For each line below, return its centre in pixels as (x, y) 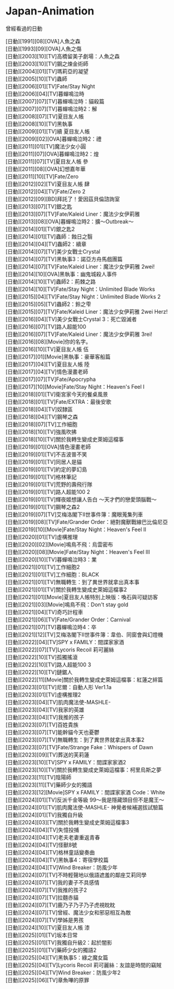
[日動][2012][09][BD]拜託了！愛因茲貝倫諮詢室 (63, 199)
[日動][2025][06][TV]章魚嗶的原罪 (48, 980)
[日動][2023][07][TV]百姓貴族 (42, 725)
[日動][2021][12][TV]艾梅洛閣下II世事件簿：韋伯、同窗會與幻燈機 (84, 634)
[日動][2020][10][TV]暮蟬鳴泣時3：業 (51, 559)
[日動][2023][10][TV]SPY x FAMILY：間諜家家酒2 (66, 762)
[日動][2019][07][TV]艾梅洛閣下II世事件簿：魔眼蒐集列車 (74, 514)
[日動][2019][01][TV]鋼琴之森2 (43, 507)
